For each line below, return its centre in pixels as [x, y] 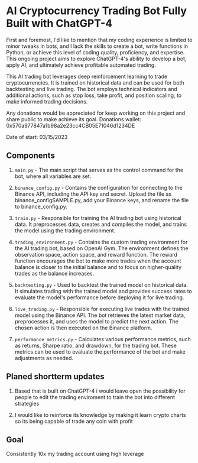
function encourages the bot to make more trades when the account [98, 261]
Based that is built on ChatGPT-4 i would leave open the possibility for [100, 391]
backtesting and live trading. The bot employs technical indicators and [92, 89]
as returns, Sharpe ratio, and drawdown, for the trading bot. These [96, 345]
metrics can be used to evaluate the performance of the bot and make [100, 352]
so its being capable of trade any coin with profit [74, 421]
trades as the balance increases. [54, 273]
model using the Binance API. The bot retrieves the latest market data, [100, 315]
